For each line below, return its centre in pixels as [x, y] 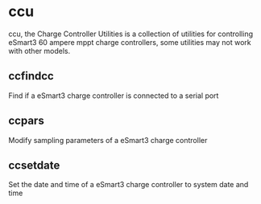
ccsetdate [34, 165]
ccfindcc [31, 76]
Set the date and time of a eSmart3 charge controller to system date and [128, 185]
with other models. [39, 51]
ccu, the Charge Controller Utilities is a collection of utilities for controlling [131, 34]
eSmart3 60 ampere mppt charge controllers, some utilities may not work [130, 42]
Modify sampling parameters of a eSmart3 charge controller [108, 140]
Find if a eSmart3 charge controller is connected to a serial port [114, 96]
